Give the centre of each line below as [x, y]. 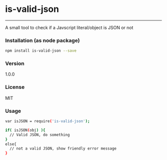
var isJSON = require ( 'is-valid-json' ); [48, 121]
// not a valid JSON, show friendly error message [63, 149]
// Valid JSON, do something [40, 135]
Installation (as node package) [42, 40]
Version [15, 64]
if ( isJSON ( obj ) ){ [25, 130]
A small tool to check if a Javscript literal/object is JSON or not [69, 27]
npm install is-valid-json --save [41, 51]
